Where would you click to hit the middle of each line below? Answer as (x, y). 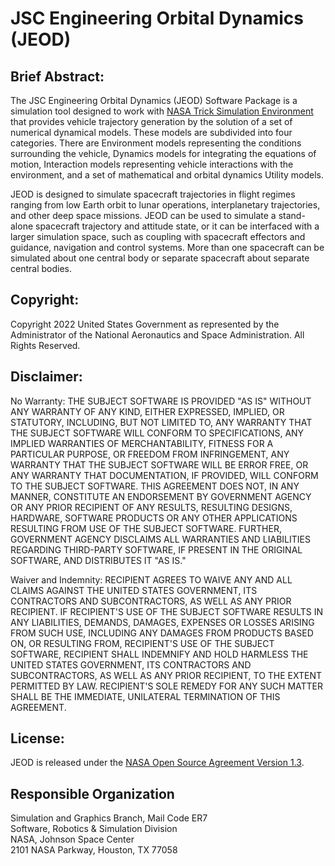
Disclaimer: (46, 377)
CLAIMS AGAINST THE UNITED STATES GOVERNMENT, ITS (134, 590)
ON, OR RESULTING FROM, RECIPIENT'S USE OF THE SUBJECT (142, 643)
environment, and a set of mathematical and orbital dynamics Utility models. (167, 175)
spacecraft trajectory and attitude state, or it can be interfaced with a (177, 226)
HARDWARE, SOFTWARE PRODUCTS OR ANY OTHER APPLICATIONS (154, 518)
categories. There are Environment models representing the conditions (156, 143)
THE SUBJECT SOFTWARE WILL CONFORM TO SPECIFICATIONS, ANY (157, 433)
